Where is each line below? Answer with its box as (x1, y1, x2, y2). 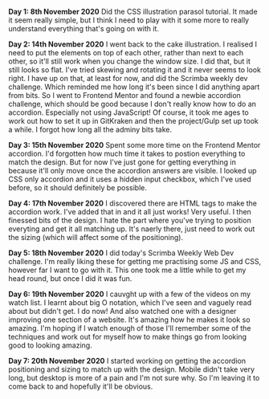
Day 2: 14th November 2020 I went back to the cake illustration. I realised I (8, 39, 258, 49)
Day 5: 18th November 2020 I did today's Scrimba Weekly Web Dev (8, 248, 234, 258)
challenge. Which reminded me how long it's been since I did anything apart (8, 82, 260, 92)
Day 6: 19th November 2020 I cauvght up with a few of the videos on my (8, 289, 251, 299)
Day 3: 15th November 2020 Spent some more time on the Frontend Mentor (8, 140, 261, 149)
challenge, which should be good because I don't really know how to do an (8, 100, 257, 108)
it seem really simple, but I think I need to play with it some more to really (8, 15, 250, 25)
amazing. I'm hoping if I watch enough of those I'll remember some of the (8, 324, 251, 332)
